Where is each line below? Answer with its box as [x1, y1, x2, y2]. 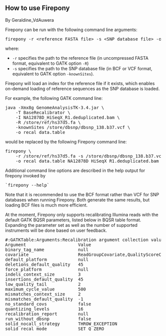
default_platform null [5, 256, 89, 262]
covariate [5, 252, 29, 257]
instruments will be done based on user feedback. [5, 227, 107, 233]
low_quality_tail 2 [5, 281, 81, 287]
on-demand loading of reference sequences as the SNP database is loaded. [5, 85, 160, 91]
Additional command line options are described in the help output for [5, 168, 145, 173]
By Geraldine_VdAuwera [5, 17, 54, 23]
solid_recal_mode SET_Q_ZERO [5, 326, 105, 332]
